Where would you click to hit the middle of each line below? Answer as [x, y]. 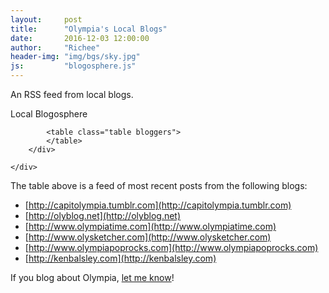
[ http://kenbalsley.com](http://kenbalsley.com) [120, 258]
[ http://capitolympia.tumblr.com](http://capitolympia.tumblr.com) [158, 205]
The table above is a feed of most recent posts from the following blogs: [159, 185]
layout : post [46, 19]
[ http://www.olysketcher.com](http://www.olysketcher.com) [148, 237]
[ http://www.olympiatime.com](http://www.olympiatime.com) [150, 226]
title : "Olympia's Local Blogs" [89, 29]
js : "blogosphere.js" [73, 66]
